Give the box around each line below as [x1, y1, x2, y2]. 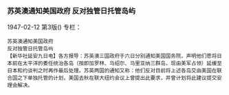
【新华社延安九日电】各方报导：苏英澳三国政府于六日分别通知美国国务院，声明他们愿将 [7, 53, 217, 60]
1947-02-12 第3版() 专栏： [7, 23, 82, 32]
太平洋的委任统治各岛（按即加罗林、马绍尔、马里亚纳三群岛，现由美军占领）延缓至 [22, 60, 222, 67]
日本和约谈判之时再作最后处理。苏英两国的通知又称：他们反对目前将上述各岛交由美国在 [7, 67, 217, 74]
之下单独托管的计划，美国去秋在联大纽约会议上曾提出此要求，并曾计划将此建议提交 [17, 74, 217, 82]
